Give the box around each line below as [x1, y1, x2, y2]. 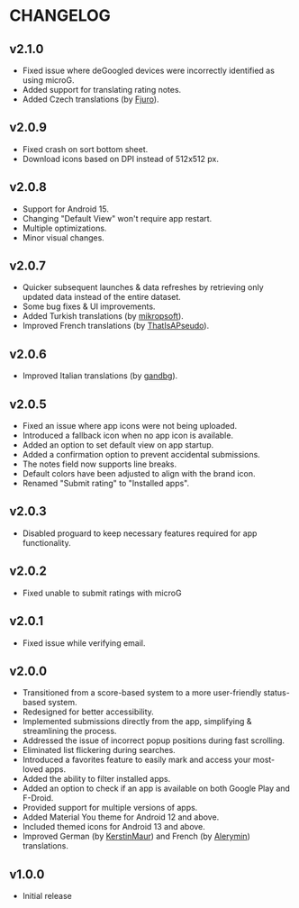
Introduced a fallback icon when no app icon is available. [22, 430, 234, 441]
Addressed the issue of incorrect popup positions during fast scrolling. [22, 735, 285, 746]
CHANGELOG [9, 5, 111, 26]
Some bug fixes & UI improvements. [22, 301, 156, 312]
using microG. [22, 75, 75, 86]
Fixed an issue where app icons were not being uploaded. [22, 421, 238, 431]
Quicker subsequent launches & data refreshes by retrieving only [22, 282, 264, 293]
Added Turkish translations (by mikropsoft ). [22, 311, 185, 322]
